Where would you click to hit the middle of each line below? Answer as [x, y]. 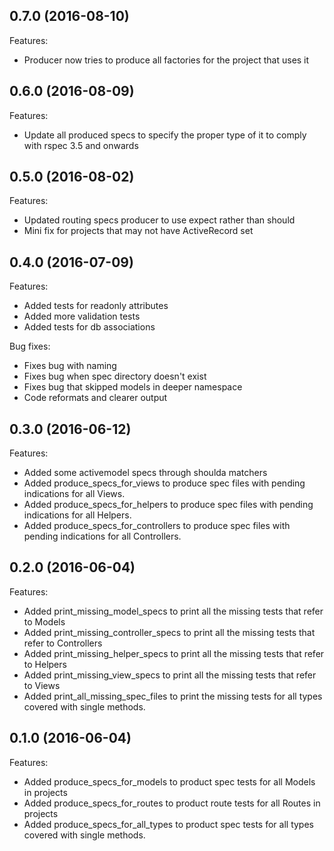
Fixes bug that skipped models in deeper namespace [133, 387]
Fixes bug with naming [70, 366]
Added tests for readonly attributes [96, 306]
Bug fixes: [30, 346]
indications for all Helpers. [77, 515]
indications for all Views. [74, 494]
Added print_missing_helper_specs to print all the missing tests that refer [174, 653]
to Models [44, 621]
